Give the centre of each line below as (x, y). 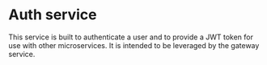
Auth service (53, 15)
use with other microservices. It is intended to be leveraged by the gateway (134, 45)
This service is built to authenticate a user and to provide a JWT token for (131, 37)
